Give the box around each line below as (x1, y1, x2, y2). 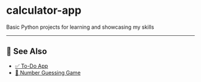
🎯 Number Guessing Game (14, 69, 81, 76)
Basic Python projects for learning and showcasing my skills (6, 23, 154, 31)
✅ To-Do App (14, 62, 48, 69)
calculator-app (6, 4, 82, 17)
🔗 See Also (6, 46, 47, 57)
